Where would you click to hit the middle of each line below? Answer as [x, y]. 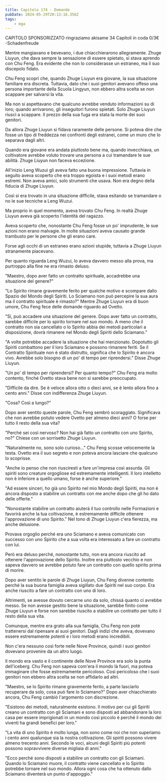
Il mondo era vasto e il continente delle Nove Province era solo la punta [78, 661]
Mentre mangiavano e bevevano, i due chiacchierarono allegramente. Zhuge [83, 53]
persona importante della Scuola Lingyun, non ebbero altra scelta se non [80, 89]
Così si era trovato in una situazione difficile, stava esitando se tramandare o [83, 196]
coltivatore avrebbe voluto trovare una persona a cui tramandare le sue [78, 155]
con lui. [13, 545]
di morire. [15, 570]
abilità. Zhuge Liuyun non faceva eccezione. [50, 161]
